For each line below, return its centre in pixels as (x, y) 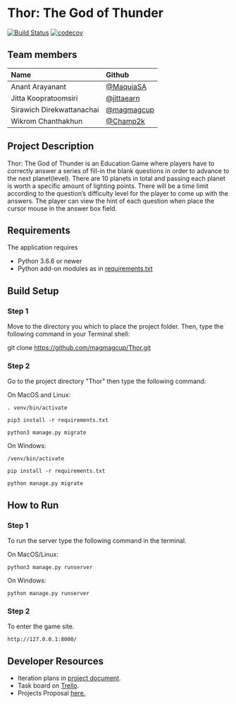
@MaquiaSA (126, 86)
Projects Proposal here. (51, 693)
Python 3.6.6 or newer (50, 261)
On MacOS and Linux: (39, 395)
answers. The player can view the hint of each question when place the (111, 201)
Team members (42, 55)
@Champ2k (125, 121)
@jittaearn (123, 98)
